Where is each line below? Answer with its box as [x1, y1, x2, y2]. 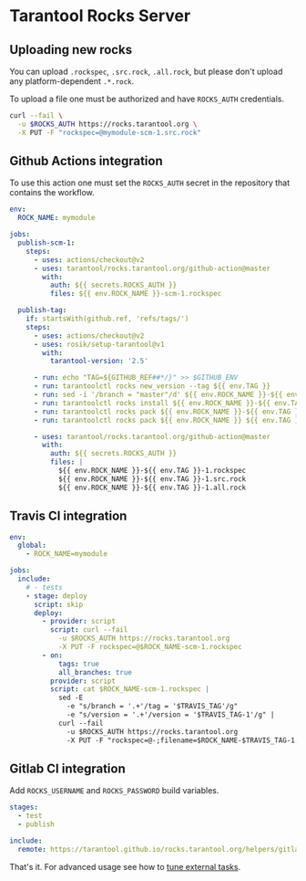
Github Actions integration [9, 153, 163, 169]
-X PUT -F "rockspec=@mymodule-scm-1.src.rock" [17, 128, 202, 137]
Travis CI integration [9, 509, 127, 524]
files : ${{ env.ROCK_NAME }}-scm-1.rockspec [49, 289, 222, 299]
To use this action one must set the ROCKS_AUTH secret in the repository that [9, 177, 291, 188]
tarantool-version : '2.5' [49, 357, 148, 366]
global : [17, 540, 47, 551]
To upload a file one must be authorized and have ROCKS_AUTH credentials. [9, 93, 285, 104]
